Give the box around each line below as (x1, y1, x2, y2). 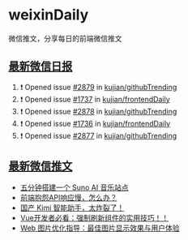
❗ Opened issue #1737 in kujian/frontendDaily (19, 94, 170, 104)
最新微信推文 (8, 160, 73, 174)
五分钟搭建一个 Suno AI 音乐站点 (19, 182, 129, 192)
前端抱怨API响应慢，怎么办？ (19, 192, 117, 202)
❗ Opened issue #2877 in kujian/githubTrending (19, 131, 177, 140)
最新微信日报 (8, 59, 73, 74)
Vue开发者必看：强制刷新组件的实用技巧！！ (19, 212, 169, 222)
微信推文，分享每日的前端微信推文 (8, 33, 122, 43)
